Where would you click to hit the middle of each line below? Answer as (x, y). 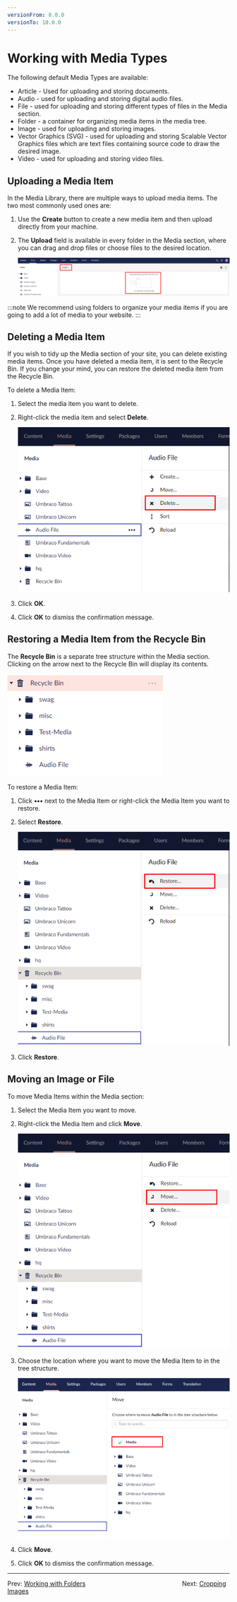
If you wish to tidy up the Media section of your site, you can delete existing (117, 354)
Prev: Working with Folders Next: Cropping (117, 1584)
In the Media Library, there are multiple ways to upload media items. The (113, 198)
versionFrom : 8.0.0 (36, 15)
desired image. (39, 151)
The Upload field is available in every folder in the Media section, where (122, 241)
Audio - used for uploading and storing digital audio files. (100, 99)
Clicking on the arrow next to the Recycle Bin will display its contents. (108, 664)
